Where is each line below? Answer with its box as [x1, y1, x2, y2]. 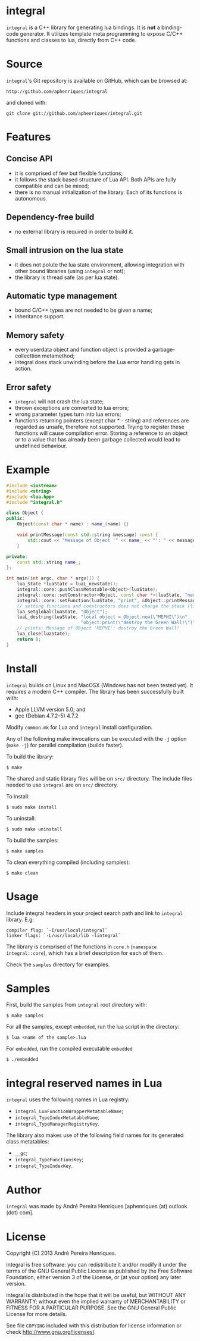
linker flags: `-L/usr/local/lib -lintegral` [6, 932, 121, 938]
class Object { [6, 510, 44, 516]
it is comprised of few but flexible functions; [14, 170, 123, 177]
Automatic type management [6, 290, 117, 301]
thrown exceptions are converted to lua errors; [14, 404, 129, 411]
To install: [6, 792, 30, 800]
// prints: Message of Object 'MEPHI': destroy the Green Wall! [17, 625, 180, 631]
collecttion [14, 352, 41, 359]
